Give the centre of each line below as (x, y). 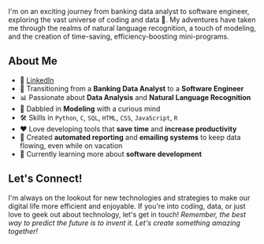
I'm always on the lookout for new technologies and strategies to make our (129, 198)
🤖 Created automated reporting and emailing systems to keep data (130, 137)
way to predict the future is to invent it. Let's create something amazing (124, 223)
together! (23, 231)
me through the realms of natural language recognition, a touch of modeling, (132, 28)
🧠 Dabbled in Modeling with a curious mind (90, 109)
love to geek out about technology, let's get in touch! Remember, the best (127, 214)
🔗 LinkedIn (37, 80)
